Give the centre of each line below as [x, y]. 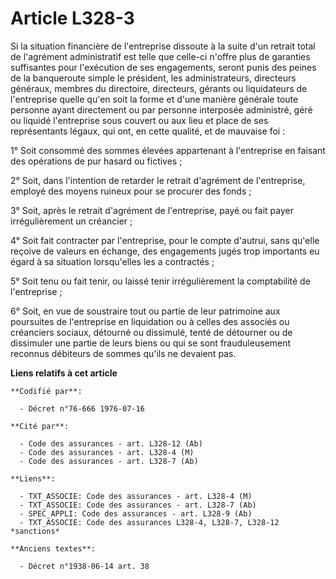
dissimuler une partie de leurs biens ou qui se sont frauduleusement [150, 343]
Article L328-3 [72, 18]
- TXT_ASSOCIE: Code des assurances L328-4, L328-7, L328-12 [149, 522]
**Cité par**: [40, 426]
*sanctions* [35, 531]
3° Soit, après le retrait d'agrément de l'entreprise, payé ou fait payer [152, 210]
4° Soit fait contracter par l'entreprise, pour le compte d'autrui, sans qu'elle [165, 240]
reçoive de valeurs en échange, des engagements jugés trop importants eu [165, 251]
